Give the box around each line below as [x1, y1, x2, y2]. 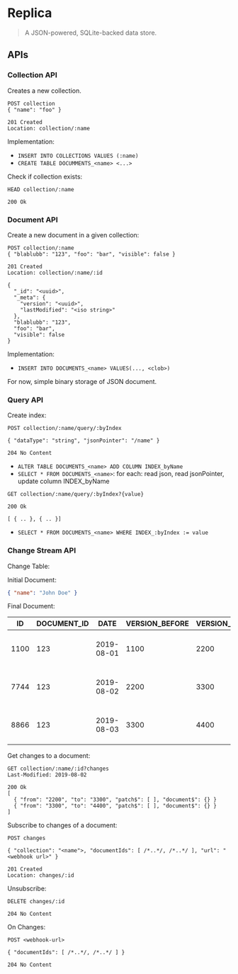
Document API [7, 215, 58, 225]
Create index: [7, 411, 47, 419]
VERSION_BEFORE [125, 618, 189, 628]
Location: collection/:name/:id [7, 269, 103, 276]
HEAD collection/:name [7, 186, 74, 193]
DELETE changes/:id [7, 898, 65, 905]
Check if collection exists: [7, 172, 83, 181]
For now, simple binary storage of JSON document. [7, 377, 157, 385]
